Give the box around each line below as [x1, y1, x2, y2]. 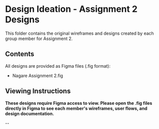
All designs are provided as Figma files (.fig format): [5, 63, 111, 69]
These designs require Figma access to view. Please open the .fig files [5, 100, 153, 106]
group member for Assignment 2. [5, 36, 73, 42]
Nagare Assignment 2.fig [12, 73, 63, 79]
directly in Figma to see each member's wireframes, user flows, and [5, 105, 148, 111]
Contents [5, 50, 35, 58]
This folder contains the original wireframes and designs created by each [5, 30, 154, 36]
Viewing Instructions [5, 87, 71, 95]
